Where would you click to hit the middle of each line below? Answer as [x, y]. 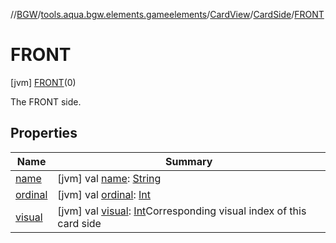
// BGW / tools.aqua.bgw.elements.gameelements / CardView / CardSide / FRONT [167, 14]
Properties [44, 133]
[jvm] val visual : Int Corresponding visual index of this [182, 211]
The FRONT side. [46, 101]
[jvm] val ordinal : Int [104, 194]
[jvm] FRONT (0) [43, 82]
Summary [189, 161]
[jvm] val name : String [109, 178]
